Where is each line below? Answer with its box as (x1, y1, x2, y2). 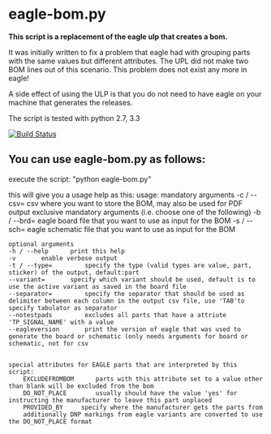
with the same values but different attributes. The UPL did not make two (8, 56, 249, 66)
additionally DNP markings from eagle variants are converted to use (23, 410, 264, 419)
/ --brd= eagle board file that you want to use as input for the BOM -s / (8, 216, 245, 226)
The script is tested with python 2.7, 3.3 (8, 113, 140, 122)
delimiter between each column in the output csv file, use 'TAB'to (8, 297, 245, 305)
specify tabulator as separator (8, 303, 118, 312)
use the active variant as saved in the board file (8, 282, 187, 290)
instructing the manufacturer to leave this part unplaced (8, 396, 213, 404)
